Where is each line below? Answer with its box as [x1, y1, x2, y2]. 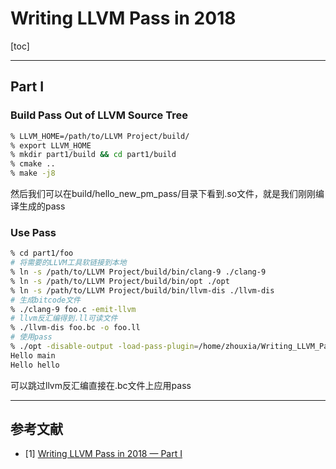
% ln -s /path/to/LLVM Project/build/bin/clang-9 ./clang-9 [10, 267, 267, 277]
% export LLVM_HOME [10, 140, 92, 151]
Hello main [10, 350, 56, 361]
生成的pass [18, 200, 66, 212]
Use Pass [10, 225, 57, 239]
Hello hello [10, 360, 60, 370]
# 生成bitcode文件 [10, 295, 81, 305]
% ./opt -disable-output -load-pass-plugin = [10, 342, 199, 352]
